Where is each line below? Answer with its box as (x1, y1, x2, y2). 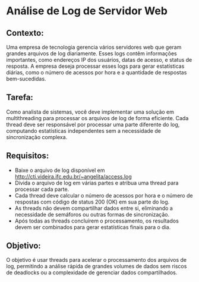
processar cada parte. (14, 186, 70, 193)
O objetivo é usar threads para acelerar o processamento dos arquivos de (6, 256, 187, 264)
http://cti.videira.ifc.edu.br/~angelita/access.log (14, 173, 132, 180)
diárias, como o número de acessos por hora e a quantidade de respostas (6, 69, 187, 76)
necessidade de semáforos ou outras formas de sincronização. (14, 211, 170, 218)
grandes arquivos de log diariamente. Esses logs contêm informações (6, 50, 177, 57)
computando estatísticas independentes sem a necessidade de (6, 127, 162, 134)
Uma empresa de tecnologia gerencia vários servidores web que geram (6, 43, 182, 51)
